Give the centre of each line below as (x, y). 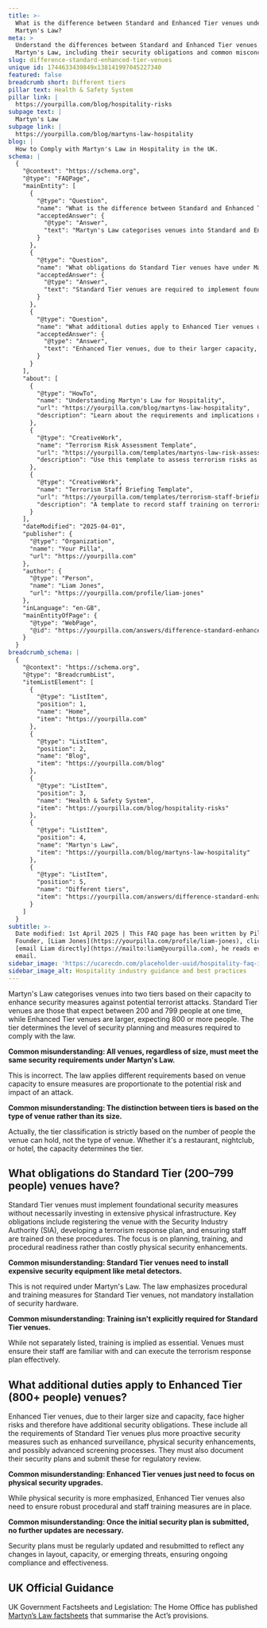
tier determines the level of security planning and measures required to (124, 1027)
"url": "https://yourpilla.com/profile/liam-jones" (116, 593)
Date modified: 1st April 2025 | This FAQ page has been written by (131, 934)
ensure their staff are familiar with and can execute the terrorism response (130, 1352)
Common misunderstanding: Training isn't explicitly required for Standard (133, 1319)
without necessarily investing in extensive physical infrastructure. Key (122, 1213)
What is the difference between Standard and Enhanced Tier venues (130, 23)
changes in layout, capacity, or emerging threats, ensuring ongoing (118, 1555)
